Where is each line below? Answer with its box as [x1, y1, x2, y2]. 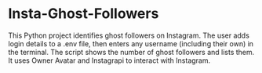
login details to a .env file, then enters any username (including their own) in [8, 38, 253, 48]
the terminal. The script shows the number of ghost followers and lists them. [8, 47, 255, 57]
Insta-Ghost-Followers [8, 5, 159, 23]
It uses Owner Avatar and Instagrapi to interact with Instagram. [8, 56, 211, 65]
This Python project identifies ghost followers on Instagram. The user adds [8, 31, 249, 40]
